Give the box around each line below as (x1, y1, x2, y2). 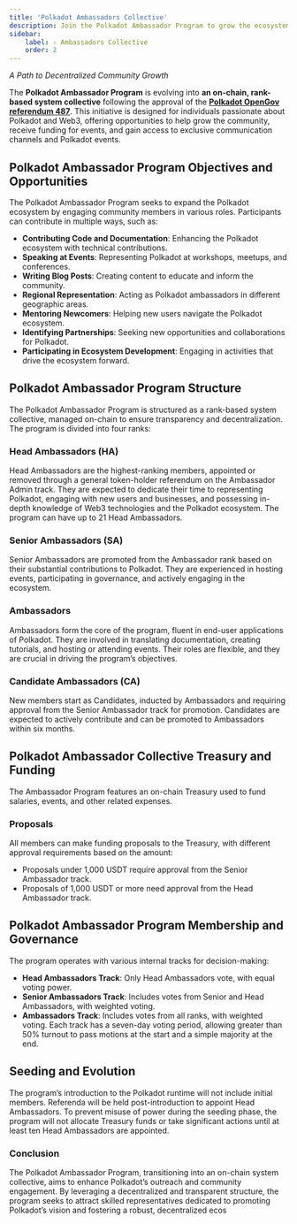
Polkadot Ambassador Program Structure (9, 381, 242, 396)
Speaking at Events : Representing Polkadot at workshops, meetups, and (21, 251, 287, 262)
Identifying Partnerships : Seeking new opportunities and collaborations (21, 326, 286, 337)
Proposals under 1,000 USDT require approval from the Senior (21, 864, 248, 876)
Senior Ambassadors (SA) (9, 534, 124, 547)
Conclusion (9, 1147, 60, 1159)
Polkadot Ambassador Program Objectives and (9, 160, 273, 175)
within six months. (9, 723, 75, 734)
